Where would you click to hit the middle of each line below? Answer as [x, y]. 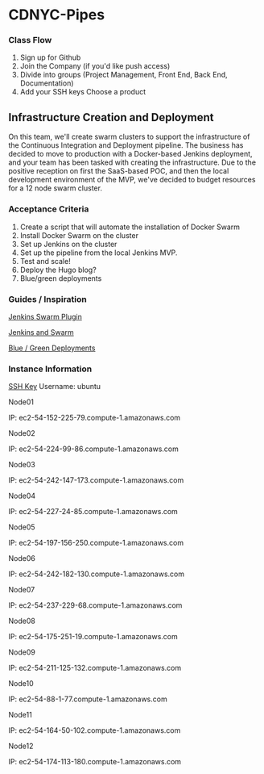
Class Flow [30, 40]
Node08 [22, 621]
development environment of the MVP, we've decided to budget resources [132, 180]
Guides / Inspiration [47, 299]
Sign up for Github [50, 57]
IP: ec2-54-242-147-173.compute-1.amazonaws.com [96, 480]
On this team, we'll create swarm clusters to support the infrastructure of [129, 137]
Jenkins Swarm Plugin [45, 316]
